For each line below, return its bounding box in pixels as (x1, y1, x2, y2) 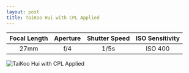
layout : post (6, 9, 40, 15)
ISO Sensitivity (135, 34, 180, 43)
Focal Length (9, 34, 48, 43)
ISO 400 (146, 44, 170, 52)
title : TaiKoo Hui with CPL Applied (6, 15, 100, 21)
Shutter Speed (86, 34, 130, 43)
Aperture (54, 34, 81, 43)
